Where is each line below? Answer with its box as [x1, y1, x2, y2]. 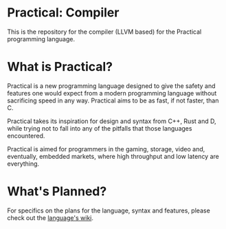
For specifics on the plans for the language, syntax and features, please [7, 206, 211, 215]
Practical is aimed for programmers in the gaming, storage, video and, [7, 144, 205, 153]
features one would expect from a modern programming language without [7, 89, 217, 97]
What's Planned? [7, 184, 107, 199]
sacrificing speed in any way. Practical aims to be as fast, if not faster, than [7, 96, 219, 105]
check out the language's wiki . [7, 213, 94, 221]
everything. [7, 160, 40, 168]
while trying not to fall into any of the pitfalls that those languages [7, 124, 192, 132]
